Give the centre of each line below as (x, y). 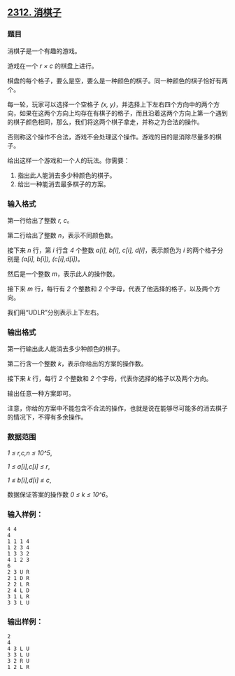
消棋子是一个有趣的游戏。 (44, 50)
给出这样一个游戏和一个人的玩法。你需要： (69, 160)
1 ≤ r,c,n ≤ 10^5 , (30, 453)
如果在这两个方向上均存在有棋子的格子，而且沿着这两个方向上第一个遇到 (123, 113)
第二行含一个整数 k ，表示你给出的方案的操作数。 (77, 364)
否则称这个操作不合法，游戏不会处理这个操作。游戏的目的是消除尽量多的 (111, 137)
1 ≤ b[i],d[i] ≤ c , (29, 480)
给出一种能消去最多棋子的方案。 (63, 184)
